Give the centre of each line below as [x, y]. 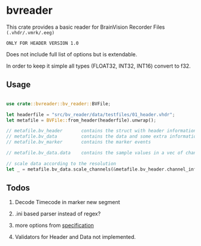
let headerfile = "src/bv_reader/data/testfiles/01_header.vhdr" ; [91, 114]
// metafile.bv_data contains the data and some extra [87, 136]
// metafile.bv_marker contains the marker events [79, 142]
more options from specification [54, 226]
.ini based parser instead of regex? [58, 214]
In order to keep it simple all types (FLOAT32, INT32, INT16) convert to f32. [99, 66]
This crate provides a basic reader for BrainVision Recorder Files [86, 27]
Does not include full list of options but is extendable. [72, 54]
